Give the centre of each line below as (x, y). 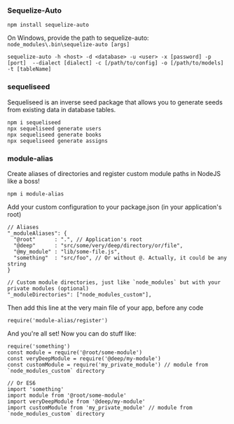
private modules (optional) (48, 288)
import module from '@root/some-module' (67, 395)
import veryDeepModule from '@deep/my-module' (76, 402)
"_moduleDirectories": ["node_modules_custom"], (80, 294)
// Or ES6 (22, 383)
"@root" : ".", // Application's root (78, 239)
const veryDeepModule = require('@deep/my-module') (84, 358)
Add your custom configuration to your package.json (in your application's (115, 207)
